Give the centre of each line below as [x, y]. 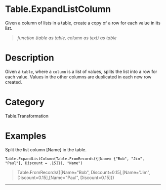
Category [25, 102]
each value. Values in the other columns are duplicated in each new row [78, 77]
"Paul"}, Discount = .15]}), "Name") [44, 163]
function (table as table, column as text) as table [67, 38]
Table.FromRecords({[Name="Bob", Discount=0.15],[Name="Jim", [84, 172]
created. [14, 82]
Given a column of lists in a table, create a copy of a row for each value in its [83, 23]
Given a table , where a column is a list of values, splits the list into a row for [81, 71]
